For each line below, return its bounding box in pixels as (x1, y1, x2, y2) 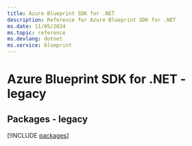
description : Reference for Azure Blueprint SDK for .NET (7, 16, 176, 23)
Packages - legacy (7, 113, 88, 125)
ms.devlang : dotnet (7, 36, 63, 42)
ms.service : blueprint (7, 42, 72, 49)
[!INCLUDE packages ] (7, 132, 69, 139)
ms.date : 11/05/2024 (7, 23, 67, 29)
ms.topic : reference (7, 29, 67, 36)
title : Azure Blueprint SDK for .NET (7, 10, 115, 17)
